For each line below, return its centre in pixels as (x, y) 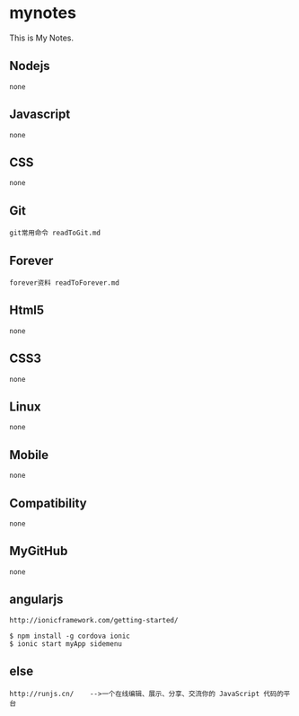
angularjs (36, 600)
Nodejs (30, 66)
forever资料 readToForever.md (64, 283)
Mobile (29, 455)
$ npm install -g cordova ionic (70, 636)
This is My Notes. (42, 38)
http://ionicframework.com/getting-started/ (94, 620)
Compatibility (48, 503)
